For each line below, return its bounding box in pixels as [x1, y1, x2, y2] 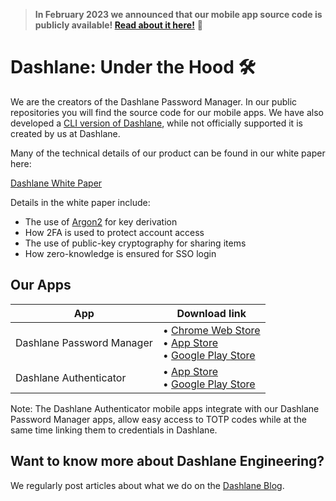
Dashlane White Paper [10, 177, 103, 189]
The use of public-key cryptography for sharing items [24, 237, 247, 249]
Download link [176, 306, 247, 320]
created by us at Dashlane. [10, 127, 121, 139]
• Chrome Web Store [162, 323, 261, 337]
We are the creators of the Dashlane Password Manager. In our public [10, 95, 298, 108]
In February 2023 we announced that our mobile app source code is [34, 9, 323, 20]
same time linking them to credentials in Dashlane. [10, 424, 218, 436]
